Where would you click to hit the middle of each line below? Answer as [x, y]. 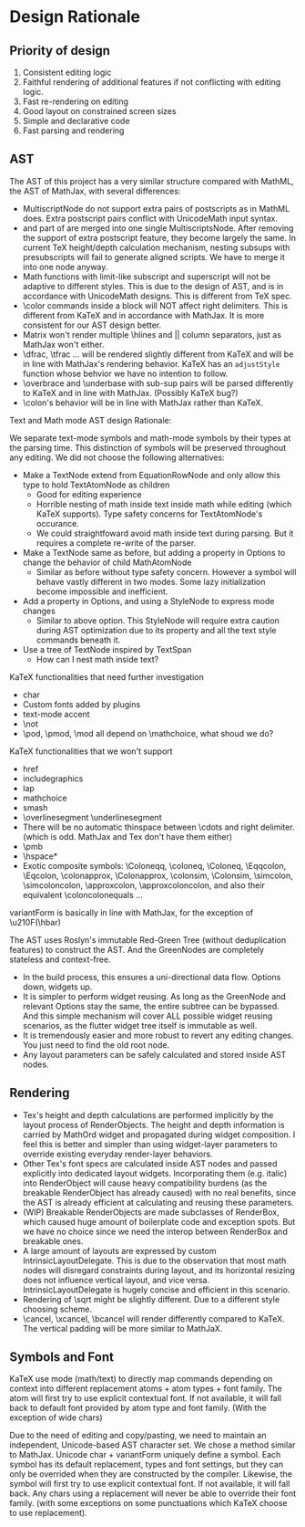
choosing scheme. [57, 1309]
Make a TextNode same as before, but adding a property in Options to [154, 552]
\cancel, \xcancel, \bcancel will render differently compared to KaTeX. [153, 1318]
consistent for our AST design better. [92, 325]
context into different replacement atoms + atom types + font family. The [146, 1388]
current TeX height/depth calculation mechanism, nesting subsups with [156, 247]
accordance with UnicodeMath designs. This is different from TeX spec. [158, 296]
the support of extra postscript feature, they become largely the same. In [159, 237]
